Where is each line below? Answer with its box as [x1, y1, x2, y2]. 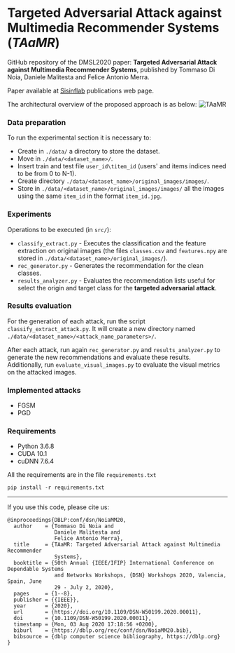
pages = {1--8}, [13, 591, 73, 598]
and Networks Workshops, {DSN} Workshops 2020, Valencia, [54, 572, 227, 579]
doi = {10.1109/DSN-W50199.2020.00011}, [13, 615, 152, 622]
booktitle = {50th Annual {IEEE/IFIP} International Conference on [13, 560, 215, 567]
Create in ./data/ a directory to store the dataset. [17, 147, 160, 156]
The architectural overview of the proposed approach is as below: [7, 100, 197, 108]
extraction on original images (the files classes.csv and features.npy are [17, 246, 227, 255]
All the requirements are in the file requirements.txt [7, 471, 157, 479]
